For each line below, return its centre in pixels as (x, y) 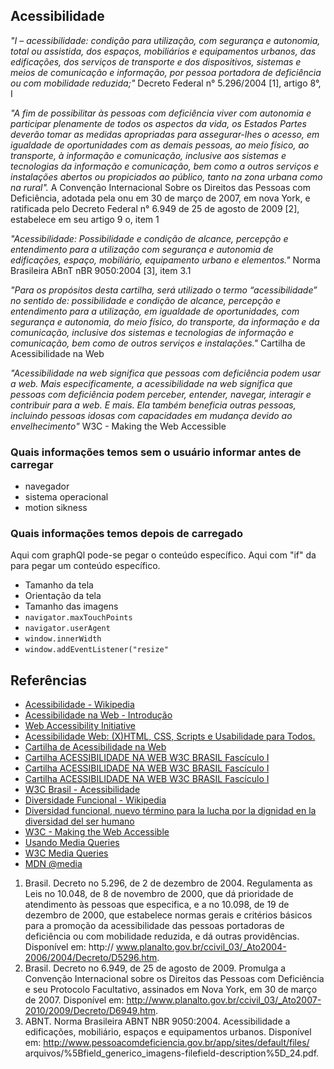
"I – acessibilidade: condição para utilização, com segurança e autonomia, (165, 40)
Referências (49, 680)
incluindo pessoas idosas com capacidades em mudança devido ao (151, 415)
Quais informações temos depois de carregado (126, 534)
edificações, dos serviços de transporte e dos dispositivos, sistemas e (156, 61)
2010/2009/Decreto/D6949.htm (90, 1011)
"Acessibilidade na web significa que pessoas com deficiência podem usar (166, 373)
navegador (47, 486)
